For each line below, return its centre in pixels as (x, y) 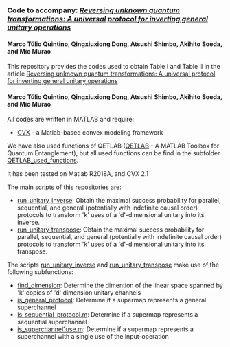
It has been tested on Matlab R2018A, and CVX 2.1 (78, 174)
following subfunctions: (40, 272)
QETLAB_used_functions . (43, 161)
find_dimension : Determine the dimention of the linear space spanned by (120, 286)
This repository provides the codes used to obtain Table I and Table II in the (114, 67)
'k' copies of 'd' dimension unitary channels (79, 293)
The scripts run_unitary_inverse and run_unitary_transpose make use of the (113, 265)
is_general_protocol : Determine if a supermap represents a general (112, 300)
